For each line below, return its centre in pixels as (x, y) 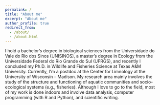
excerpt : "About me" (26, 19)
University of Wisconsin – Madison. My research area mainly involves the (79, 77)
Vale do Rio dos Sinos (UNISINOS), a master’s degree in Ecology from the (79, 56)
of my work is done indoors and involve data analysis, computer (69, 92)
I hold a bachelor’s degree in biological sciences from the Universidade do (80, 51)
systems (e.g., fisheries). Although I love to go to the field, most (91, 87)
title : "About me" (24, 14)
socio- (146, 82)
